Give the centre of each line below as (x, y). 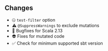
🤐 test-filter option (33, 20)
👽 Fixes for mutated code (38, 36)
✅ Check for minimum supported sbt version (57, 43)
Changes (19, 8)
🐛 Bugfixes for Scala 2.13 (37, 30)
